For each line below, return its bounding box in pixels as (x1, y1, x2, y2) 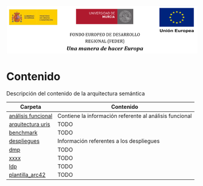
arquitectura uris (9, 120, 50, 128)
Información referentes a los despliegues (57, 137, 160, 145)
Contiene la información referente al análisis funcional (57, 112, 192, 119)
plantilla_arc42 (9, 171, 46, 179)
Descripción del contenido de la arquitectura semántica (6, 89, 145, 97)
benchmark (9, 129, 38, 136)
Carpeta (20, 103, 41, 111)
